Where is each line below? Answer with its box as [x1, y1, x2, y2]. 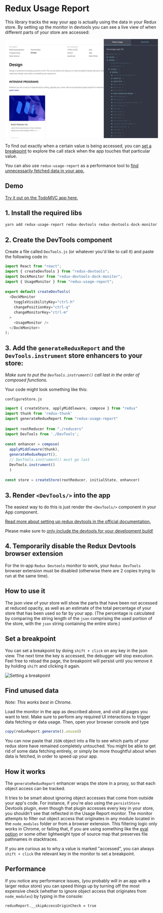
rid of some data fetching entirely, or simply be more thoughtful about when [5, 748, 157, 754]
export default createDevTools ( [5, 290, 70, 294]
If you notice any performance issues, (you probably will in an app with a [5, 878, 150, 883]
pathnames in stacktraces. [5, 836, 58, 842]
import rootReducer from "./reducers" [5, 426, 83, 431]
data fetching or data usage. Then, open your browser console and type [5, 719, 149, 725]
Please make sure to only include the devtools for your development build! [5, 528, 154, 534]
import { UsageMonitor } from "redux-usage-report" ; [5, 279, 114, 284]
